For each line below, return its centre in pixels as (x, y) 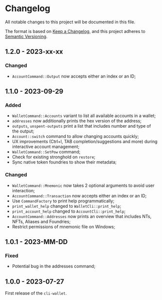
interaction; (24, 190)
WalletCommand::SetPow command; (46, 152)
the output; (23, 131)
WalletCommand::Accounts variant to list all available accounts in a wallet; (84, 116)
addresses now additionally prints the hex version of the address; (77, 121)
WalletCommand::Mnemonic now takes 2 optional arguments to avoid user (83, 185)
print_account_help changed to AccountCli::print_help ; (69, 211)
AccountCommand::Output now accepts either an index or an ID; (74, 76)
